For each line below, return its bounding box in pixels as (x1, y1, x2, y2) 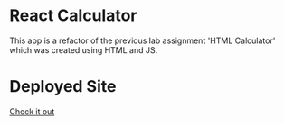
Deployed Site (9, 76, 117, 97)
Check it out (9, 105, 55, 117)
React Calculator (9, 5, 137, 26)
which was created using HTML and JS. (9, 44, 158, 55)
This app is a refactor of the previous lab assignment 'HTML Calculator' (9, 35, 276, 46)
